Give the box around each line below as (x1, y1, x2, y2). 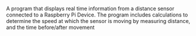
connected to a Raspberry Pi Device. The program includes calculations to (6, 11, 188, 18)
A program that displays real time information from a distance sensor (6, 5, 175, 12)
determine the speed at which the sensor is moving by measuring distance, (6, 18, 191, 24)
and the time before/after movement (6, 24, 95, 31)
